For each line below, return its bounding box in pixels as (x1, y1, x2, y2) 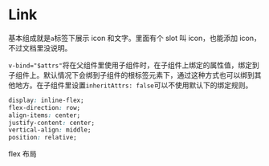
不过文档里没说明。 (8, 43, 72, 53)
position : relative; (8, 134, 78, 142)
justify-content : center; (8, 119, 95, 127)
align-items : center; (8, 111, 81, 119)
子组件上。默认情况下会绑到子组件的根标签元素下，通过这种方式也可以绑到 (8, 70, 255, 79)
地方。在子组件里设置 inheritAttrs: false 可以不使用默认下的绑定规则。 (14, 80, 253, 90)
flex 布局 (8, 149, 37, 159)
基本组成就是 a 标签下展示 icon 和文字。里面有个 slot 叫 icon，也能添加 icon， (8, 33, 261, 43)
